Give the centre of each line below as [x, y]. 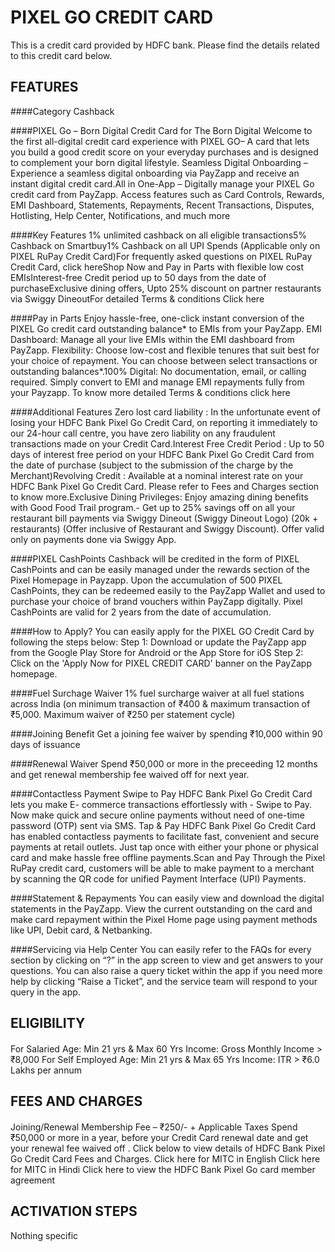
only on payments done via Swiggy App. [93, 539]
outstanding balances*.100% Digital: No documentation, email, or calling [158, 371]
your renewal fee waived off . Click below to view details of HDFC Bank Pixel [168, 1148]
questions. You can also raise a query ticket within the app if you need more [166, 970]
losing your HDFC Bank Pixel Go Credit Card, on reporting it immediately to [164, 422]
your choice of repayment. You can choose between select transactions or [164, 360]
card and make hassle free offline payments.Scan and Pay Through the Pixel [168, 857]
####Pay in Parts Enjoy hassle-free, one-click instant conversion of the [157, 318]
